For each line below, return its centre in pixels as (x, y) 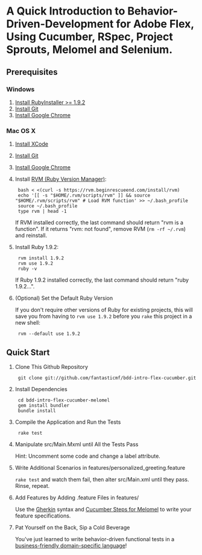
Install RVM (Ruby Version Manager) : (61, 179)
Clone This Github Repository (52, 366)
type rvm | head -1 (42, 212)
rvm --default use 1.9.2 (49, 334)
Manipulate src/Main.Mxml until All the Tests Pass (77, 444)
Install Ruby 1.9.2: (37, 247)
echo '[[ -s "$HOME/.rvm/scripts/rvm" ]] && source (84, 196)
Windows (21, 89)
